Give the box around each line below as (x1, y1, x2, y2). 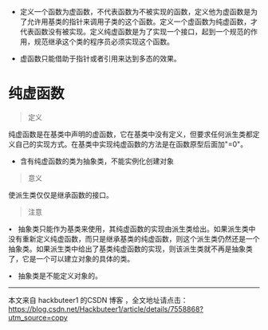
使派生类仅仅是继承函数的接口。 (8, 190, 113, 199)
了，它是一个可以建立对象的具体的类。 (8, 253, 134, 263)
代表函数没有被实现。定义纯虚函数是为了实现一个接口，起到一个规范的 (19, 27, 251, 36)
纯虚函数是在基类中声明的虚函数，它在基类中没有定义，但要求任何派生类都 (8, 129, 253, 139)
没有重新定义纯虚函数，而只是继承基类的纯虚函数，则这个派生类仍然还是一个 (8, 234, 260, 243)
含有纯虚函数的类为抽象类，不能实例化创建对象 (19, 156, 174, 166)
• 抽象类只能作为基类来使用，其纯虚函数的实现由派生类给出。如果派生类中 (8, 224, 256, 234)
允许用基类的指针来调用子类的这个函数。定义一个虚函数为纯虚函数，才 (26, 17, 258, 26)
